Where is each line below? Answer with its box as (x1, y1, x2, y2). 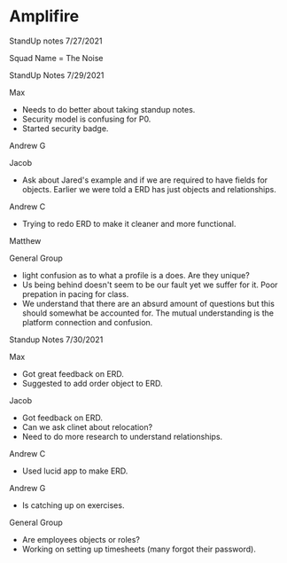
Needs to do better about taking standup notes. (21, 104, 196, 114)
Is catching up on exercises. (21, 499, 125, 511)
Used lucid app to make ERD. (21, 465, 128, 476)
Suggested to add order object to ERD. (21, 378, 163, 388)
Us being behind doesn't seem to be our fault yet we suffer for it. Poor (21, 279, 278, 290)
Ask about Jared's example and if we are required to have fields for (21, 175, 268, 185)
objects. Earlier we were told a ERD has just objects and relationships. (21, 184, 276, 194)
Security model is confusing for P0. (21, 113, 151, 124)
